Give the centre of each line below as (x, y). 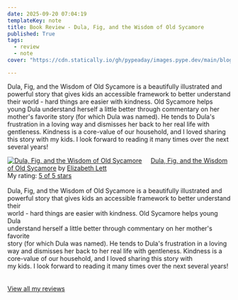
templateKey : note (34, 21)
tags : (15, 40)
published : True (31, 34)
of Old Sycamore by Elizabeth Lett (57, 168)
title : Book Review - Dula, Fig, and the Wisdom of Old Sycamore (106, 27)
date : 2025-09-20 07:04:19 (47, 14)
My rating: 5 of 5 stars (40, 175)
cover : (17, 60)
